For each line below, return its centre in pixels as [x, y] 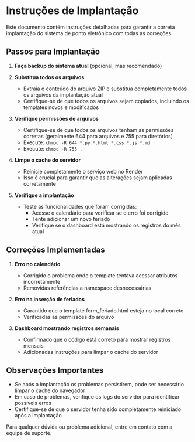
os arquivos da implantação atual [63, 94]
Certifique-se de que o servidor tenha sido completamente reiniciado [98, 409]
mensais [33, 346]
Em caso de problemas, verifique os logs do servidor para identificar [97, 397]
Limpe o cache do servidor [47, 160]
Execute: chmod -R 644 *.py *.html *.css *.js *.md [87, 142]
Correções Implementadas [55, 250]
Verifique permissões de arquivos [57, 118]
